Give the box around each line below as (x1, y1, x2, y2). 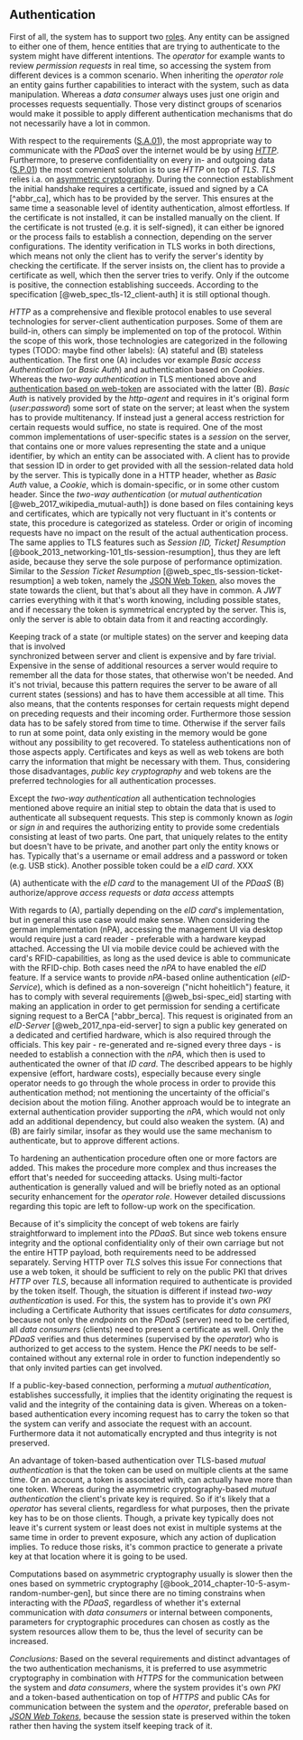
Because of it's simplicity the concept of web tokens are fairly (9, 1218, 239, 1228)
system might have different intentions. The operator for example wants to (9, 50, 286, 61)
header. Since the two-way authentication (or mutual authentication (9, 488, 263, 500)
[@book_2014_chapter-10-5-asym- (160, 1577, 291, 1589)
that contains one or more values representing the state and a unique (9, 440, 266, 451)
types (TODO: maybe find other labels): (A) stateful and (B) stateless (9, 344, 264, 355)
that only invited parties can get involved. (9, 1362, 163, 1373)
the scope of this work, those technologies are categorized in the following (9, 334, 288, 346)
